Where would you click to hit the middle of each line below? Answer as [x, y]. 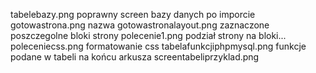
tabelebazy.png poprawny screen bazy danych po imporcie [133, 14]
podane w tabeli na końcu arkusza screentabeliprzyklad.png [135, 57]
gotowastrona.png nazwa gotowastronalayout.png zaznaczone [140, 25]
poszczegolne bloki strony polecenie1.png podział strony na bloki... [148, 35]
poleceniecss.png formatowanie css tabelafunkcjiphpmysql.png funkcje [158, 46]
